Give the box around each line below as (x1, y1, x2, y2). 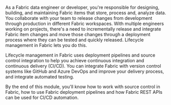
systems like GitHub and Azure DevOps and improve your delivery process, (5, 68, 164, 74)
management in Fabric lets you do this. (5, 42, 88, 48)
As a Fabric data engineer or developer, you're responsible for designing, (5, 5, 160, 10)
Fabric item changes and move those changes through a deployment (5, 32, 151, 37)
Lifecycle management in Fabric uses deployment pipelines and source (5, 52, 156, 58)
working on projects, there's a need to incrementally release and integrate (5, 26, 161, 32)
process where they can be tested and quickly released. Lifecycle (5, 37, 144, 43)
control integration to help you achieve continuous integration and (5, 58, 144, 63)
